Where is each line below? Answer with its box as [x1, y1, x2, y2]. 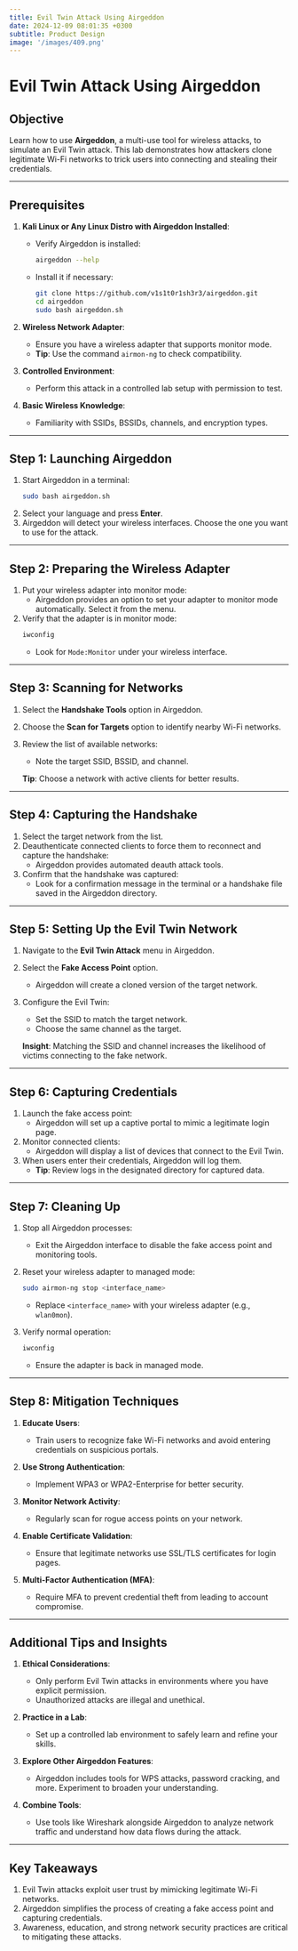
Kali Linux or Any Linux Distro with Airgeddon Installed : [21, 222, 231, 232]
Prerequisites [9, 198, 85, 213]
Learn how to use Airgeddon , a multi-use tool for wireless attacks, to [9, 135, 262, 146]
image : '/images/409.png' [9, 37, 105, 47]
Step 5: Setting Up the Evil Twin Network [9, 922, 238, 937]
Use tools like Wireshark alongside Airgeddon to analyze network [35, 1817, 275, 1828]
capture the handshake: [21, 850, 109, 860]
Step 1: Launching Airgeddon [9, 451, 173, 466]
